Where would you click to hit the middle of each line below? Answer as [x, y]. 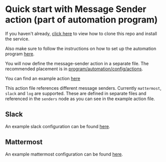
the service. [17, 39]
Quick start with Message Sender [76, 9]
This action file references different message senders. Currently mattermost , [83, 88]
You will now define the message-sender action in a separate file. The [77, 63]
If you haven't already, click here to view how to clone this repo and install [81, 33]
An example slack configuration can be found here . [58, 126]
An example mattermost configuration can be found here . [64, 154]
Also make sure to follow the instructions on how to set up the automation [81, 48]
